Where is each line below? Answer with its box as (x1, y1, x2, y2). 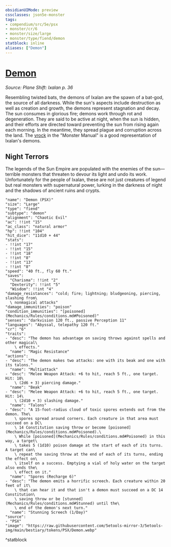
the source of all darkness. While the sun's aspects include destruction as (5, 100, 161, 106)
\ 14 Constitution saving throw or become (14, 425, 106, 430)
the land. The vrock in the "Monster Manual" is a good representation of (5, 132, 157, 138)
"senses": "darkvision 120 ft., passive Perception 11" (5, 318, 127, 323)
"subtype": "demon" (5, 211, 47, 216)
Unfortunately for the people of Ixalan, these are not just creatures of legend (5, 177, 166, 183)
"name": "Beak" (10, 385, 42, 390)
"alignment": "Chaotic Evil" (5, 215, 67, 220)
